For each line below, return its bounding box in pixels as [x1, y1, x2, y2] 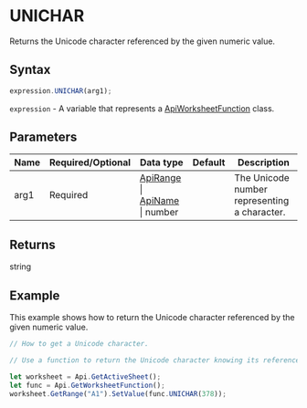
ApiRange [139, 172, 182, 184]
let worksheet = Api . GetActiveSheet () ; [9, 371, 162, 382]
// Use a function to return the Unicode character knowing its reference [9, 355, 301, 365]
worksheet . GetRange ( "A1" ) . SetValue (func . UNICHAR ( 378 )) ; [9, 389, 227, 398]
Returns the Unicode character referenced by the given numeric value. [9, 36, 276, 47]
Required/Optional [48, 156, 131, 169]
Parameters [9, 130, 78, 145]
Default [192, 156, 226, 169]
